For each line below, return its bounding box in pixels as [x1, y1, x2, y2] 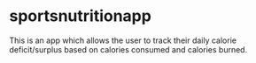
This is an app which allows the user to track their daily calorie [9, 35, 237, 45]
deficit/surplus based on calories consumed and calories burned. [9, 44, 248, 54]
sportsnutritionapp [9, 6, 152, 26]
